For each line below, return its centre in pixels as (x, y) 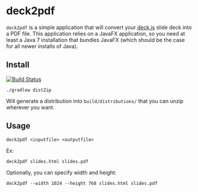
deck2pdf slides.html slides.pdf (47, 161)
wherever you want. (31, 107)
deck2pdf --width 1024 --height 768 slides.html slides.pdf (82, 183)
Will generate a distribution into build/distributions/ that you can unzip (95, 101)
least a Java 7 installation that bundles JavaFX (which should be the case (95, 40)
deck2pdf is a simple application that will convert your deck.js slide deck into (99, 27)
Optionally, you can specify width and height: (61, 172)
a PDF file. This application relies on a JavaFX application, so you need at (96, 33)
